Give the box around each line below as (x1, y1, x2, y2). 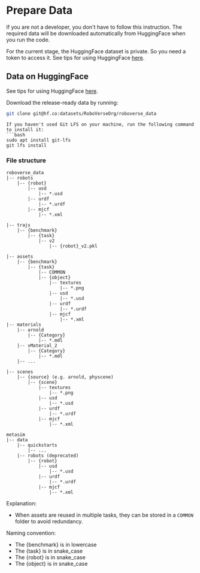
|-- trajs (6, 222, 31, 228)
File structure (6, 156, 46, 165)
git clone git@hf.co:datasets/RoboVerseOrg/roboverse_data (6, 110, 157, 117)
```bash (6, 132, 26, 138)
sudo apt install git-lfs (6, 137, 71, 143)
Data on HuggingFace (6, 71, 89, 81)
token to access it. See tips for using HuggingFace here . (6, 54, 145, 61)
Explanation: (6, 499, 37, 507)
